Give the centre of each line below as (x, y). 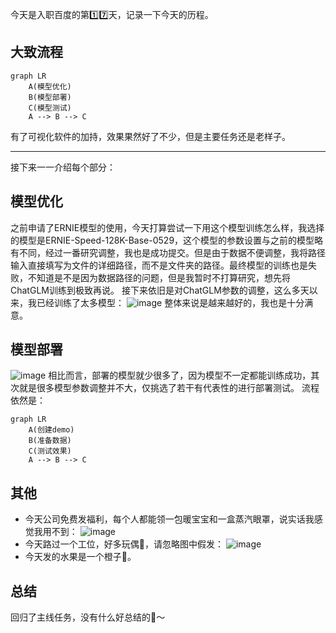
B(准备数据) (50, 441)
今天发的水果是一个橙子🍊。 (80, 557)
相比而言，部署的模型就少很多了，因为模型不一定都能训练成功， (180, 375)
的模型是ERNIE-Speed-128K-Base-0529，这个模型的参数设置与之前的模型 (162, 240)
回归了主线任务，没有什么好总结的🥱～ (88, 617)
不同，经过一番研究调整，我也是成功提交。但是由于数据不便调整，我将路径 (172, 252)
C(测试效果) (50, 451)
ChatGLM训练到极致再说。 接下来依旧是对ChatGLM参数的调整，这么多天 (160, 290)
